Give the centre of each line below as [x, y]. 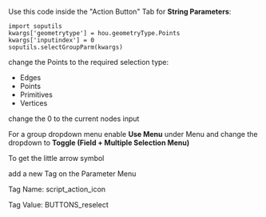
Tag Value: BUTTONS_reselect [59, 205]
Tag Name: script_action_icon [57, 189]
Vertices [34, 103]
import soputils [35, 26]
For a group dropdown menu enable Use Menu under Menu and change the [133, 134]
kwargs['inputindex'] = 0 [51, 40]
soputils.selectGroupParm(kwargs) [66, 47]
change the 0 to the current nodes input [74, 119]
